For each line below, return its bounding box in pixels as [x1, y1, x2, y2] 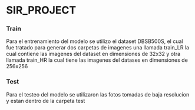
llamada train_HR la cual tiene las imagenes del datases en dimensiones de [6, 56, 189, 64]
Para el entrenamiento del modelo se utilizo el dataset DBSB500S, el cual [6, 38, 183, 45]
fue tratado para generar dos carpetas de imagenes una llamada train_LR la [6, 44, 190, 51]
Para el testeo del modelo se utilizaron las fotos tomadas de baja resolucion [6, 91, 190, 98]
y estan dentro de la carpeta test [6, 97, 85, 104]
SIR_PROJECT [6, 4, 77, 17]
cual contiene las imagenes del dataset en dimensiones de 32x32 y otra [6, 51, 181, 58]
